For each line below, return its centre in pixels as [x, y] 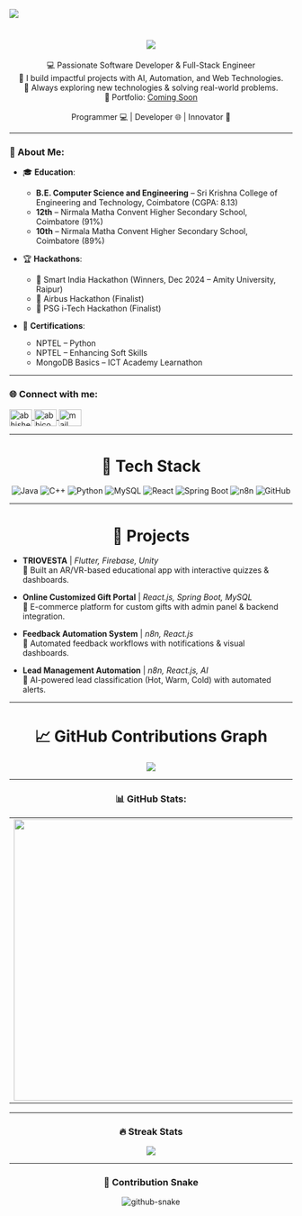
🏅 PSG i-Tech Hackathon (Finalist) [98, 309]
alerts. [34, 690]
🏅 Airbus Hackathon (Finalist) [90, 299]
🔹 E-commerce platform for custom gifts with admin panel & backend [150, 607]
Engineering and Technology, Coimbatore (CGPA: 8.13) [137, 203]
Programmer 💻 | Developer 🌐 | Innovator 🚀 [151, 116]
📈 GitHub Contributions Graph [151, 736]
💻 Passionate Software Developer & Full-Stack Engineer [151, 65]
